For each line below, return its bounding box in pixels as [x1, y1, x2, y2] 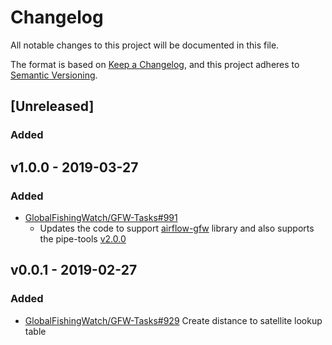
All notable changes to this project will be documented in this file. [10, 39, 280, 51]
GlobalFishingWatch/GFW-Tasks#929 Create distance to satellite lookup [24, 314, 323, 326]
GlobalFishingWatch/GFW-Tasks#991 [24, 211, 178, 223]
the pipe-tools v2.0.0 [39, 232, 127, 245]
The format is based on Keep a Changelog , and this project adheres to [10, 58, 300, 70]
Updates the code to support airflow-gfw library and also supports [39, 222, 315, 234]
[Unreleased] [10, 98, 95, 115]
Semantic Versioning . [10, 69, 98, 81]
